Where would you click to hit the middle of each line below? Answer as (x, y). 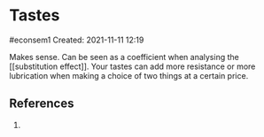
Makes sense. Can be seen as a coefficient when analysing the (124, 57)
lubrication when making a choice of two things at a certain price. (129, 75)
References (42, 104)
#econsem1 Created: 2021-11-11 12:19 (77, 40)
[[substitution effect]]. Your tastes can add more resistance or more (132, 66)
